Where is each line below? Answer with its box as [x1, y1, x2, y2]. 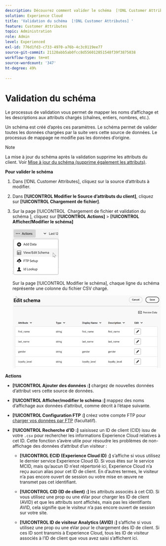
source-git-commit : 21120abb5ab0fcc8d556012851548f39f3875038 [5, 50, 136, 55]
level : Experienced [5, 40, 45, 45]
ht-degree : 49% [5, 66, 37, 70]
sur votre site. [19, 510, 48, 516]
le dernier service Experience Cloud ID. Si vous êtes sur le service [19, 458, 154, 464]
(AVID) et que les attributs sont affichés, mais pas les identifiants [19, 499, 152, 505]
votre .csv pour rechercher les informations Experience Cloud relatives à [12, 432, 161, 439]
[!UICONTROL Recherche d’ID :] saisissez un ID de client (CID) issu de [12, 427, 157, 433]
